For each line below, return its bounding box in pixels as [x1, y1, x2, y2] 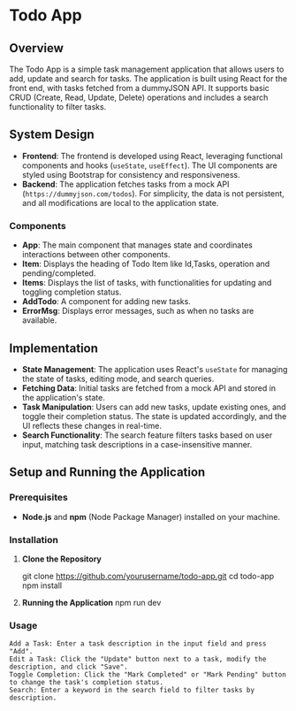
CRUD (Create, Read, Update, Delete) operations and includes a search [9, 92, 269, 103]
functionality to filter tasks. [9, 102, 107, 111]
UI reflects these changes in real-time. [21, 420, 162, 431]
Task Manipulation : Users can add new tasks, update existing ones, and [21, 401, 286, 412]
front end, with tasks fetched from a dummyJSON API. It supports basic [9, 83, 269, 93]
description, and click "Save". [9, 662, 128, 672]
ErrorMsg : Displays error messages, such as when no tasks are [21, 306, 254, 317]
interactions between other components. [21, 249, 171, 260]
